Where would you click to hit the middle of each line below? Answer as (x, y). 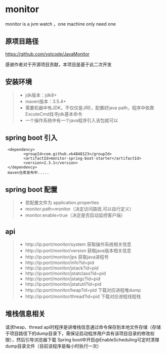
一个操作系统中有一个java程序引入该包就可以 (72, 120)
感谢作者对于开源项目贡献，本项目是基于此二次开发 (58, 64)
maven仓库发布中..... (28, 173)
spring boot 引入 (31, 138)
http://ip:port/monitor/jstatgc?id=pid (63, 279)
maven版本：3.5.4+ (46, 101)
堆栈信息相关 (25, 314)
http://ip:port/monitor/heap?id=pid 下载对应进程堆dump (83, 290)
